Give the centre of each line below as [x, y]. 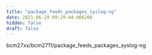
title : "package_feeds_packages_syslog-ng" [62, 12]
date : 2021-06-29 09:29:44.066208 [50, 17]
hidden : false [24, 23]
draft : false [23, 28]
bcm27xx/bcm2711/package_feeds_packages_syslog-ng [76, 45]
